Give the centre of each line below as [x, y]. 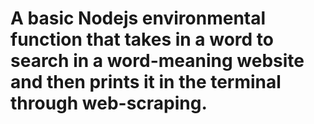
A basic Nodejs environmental [138, 18]
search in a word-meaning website [157, 61]
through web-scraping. [109, 103]
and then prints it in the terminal [146, 82]
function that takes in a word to [142, 39]
